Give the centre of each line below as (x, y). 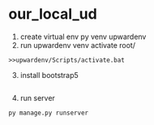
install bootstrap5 (49, 75)
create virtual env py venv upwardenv (83, 37)
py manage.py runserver (49, 113)
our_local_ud (53, 14)
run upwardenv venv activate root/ (78, 45)
